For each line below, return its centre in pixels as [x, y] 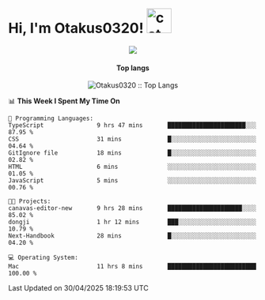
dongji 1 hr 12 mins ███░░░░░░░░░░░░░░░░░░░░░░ [132, 222]
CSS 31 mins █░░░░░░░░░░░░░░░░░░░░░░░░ [132, 139]
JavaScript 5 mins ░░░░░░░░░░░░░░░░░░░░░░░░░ [132, 181]
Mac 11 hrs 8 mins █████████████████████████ [132, 267]
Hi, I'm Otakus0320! [76, 28]
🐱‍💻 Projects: [30, 201]
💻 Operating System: [44, 258]
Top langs [133, 68]
